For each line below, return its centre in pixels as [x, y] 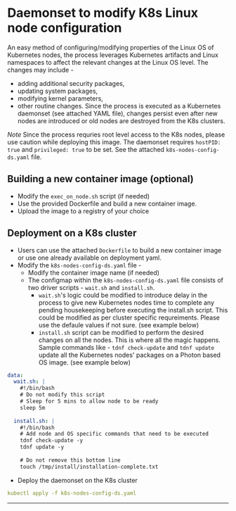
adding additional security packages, [71, 83]
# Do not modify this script [63, 395]
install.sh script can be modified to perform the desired [121, 332]
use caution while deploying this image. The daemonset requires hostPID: [114, 141]
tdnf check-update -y [51, 441]
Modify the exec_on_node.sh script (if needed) [83, 196]
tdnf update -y [42, 447]
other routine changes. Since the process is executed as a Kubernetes [119, 106]
